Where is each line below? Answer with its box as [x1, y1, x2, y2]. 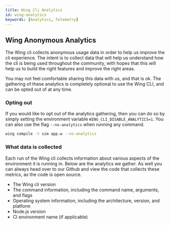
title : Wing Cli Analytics [5, 7, 63, 13]
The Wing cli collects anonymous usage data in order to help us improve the [5, 49, 165, 56]
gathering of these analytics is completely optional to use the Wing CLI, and [5, 81, 164, 87]
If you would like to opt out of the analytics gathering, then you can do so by [5, 111, 165, 117]
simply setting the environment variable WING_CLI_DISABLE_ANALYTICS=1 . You [5, 116, 164, 122]
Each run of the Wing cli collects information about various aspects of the [5, 155, 159, 161]
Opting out [5, 99, 32, 106]
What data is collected [5, 143, 62, 151]
